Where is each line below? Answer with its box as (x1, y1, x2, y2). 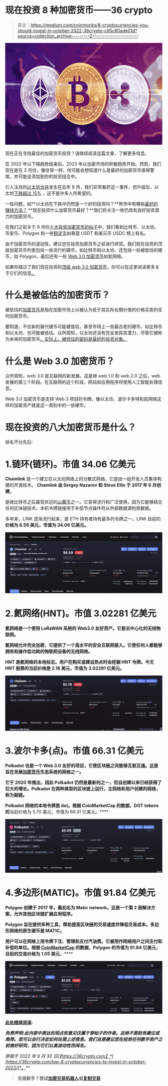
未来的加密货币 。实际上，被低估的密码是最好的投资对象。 (9, 336, 128, 342)
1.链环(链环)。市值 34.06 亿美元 (5, 458, 136, 470)
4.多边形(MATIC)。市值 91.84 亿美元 (5, 887, 156, 899)
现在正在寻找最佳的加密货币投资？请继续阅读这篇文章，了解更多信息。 (5, 150, 150, 156)
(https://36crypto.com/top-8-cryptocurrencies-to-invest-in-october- (5, 1059, 147, 1065)
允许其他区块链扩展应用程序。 (13, 911, 75, 917)
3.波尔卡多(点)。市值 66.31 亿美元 (5, 745, 144, 756)
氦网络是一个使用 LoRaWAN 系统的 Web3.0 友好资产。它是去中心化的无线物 (5, 625, 161, 632)
